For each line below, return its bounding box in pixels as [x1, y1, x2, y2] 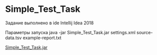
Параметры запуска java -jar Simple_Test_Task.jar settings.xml [5, 29, 136, 35]
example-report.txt [22, 35, 62, 41]
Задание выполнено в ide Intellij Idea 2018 [5, 20, 94, 26]
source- [136, 29, 153, 35]
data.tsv [5, 35, 22, 41]
